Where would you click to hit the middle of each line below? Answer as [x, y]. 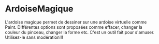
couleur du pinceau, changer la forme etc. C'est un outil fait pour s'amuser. [80, 32]
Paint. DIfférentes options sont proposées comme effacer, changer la [74, 27]
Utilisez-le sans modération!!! [34, 37]
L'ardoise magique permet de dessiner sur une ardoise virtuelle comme [76, 22]
